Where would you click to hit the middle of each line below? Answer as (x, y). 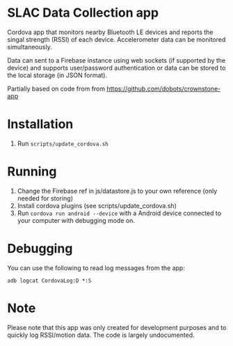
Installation (40, 124)
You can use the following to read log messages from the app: (96, 268)
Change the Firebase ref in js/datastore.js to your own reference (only (117, 191)
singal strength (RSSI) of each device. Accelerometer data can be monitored (116, 39)
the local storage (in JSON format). (57, 75)
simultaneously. (30, 47)
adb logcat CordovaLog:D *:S (49, 281)
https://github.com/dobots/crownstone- (164, 88)
